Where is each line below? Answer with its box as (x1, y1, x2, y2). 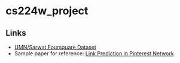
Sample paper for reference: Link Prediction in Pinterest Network (14, 50, 174, 57)
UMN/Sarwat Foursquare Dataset (14, 43, 97, 51)
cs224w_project (5, 4, 89, 18)
